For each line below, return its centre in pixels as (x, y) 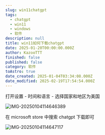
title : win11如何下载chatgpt (35, 43)
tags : (11, 15)
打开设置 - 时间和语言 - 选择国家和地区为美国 (52, 96)
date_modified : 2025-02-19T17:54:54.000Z (50, 81)
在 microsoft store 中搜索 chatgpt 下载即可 (50, 117)
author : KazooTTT (24, 52)
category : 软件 (21, 67)
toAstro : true (20, 72)
